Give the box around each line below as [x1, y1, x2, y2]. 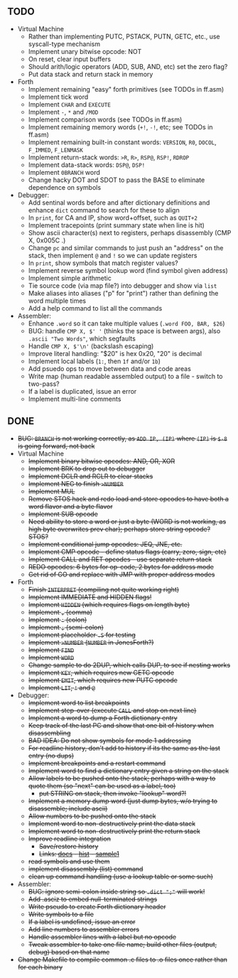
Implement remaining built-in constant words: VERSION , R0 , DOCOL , [28, 138, 217, 146]
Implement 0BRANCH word [28, 168, 101, 176]
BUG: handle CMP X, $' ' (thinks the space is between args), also [28, 326, 221, 335]
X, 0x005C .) [28, 236, 66, 244]
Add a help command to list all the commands [28, 303, 163, 312]
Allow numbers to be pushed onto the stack [28, 812, 156, 820]
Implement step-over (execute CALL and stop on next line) [28, 706, 197, 714]
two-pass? [28, 380, 60, 388]
